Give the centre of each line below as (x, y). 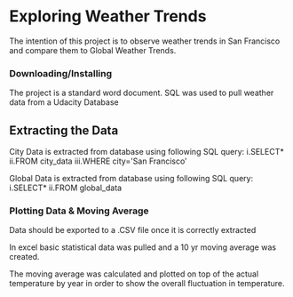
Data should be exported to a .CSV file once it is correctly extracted (133, 230)
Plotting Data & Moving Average (79, 211)
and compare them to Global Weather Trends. (93, 50)
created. (24, 257)
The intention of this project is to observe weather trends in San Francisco (145, 41)
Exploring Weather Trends (108, 16)
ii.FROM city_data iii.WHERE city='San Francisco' (99, 161)
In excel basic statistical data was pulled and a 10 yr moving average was (143, 247)
